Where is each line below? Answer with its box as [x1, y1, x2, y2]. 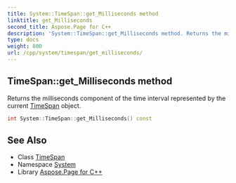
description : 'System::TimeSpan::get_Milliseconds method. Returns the [7, 29, 221, 37]
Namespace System [17, 161, 76, 169]
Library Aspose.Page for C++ [17, 168, 103, 176]
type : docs [7, 36, 39, 43]
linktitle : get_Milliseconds [7, 17, 93, 24]
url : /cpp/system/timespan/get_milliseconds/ [7, 50, 143, 57]
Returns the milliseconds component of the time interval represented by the [7, 94, 226, 102]
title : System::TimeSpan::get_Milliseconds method [7, 10, 159, 18]
